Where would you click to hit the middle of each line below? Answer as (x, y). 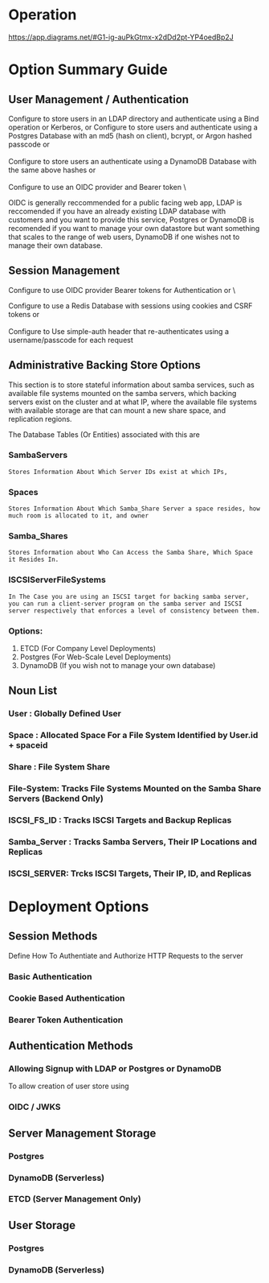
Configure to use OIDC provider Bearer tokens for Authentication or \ (122, 290)
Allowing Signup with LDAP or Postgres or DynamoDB (115, 1068)
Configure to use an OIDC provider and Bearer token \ (97, 187)
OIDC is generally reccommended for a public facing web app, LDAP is (125, 202)
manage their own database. (55, 245)
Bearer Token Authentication (66, 1020)
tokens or (24, 314)
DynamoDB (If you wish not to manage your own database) (118, 666)
